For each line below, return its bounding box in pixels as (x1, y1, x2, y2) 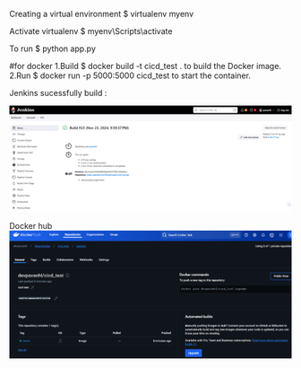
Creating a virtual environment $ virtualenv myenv (9, 9, 194, 19)
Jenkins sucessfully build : (9, 88, 107, 98)
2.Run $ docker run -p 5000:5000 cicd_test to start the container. (9, 70, 251, 81)
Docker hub (9, 221, 53, 231)
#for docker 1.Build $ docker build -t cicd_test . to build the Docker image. (9, 61, 282, 71)
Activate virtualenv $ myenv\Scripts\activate (9, 26, 173, 36)
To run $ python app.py (9, 43, 96, 54)
